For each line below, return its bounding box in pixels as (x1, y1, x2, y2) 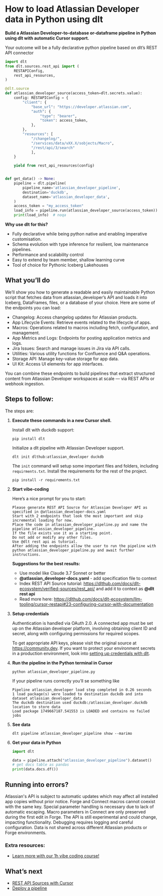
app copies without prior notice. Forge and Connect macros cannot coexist (5, 799, 156, 804)
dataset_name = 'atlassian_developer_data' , (22, 194, 110, 199)
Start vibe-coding (12, 486, 49, 492)
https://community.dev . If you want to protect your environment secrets (12, 645, 156, 651)
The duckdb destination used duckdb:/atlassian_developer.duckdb (12, 700, 147, 705)
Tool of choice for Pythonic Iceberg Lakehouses (12, 262, 109, 268)
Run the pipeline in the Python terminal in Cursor (12, 660, 113, 665)
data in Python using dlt (5, 14, 103, 25)
